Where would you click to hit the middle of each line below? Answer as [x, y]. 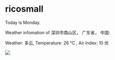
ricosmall [24, 9]
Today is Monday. [23, 22]
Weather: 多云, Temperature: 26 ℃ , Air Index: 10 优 [57, 43]
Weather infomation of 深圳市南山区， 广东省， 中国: [58, 32]
